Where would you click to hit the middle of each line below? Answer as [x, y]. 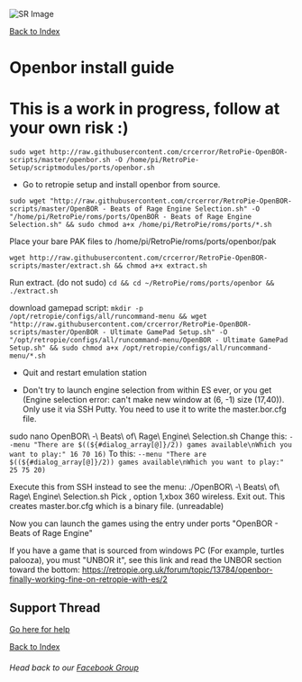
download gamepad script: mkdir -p [77, 308]
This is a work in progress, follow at [145, 109]
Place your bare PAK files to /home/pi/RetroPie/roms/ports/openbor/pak [143, 241]
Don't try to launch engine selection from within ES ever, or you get [147, 390]
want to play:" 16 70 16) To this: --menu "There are [108, 454]
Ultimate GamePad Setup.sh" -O [169, 332]
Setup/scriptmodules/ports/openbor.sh [82, 168]
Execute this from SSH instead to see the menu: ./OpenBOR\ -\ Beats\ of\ [145, 487]
